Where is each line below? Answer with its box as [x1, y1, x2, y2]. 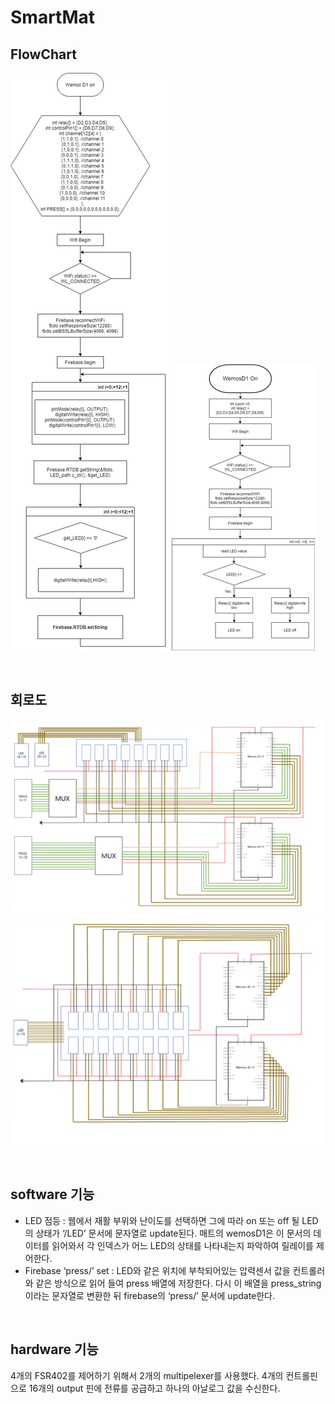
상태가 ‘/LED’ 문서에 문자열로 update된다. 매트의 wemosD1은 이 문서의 [35, 1227, 312, 1239]
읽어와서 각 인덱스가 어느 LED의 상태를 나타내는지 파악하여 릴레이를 [51, 1239, 314, 1251]
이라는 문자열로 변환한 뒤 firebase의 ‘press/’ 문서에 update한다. [24, 1289, 276, 1301]
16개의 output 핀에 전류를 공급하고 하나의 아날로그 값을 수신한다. [28, 1382, 281, 1394]
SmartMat [10, 6, 96, 29]
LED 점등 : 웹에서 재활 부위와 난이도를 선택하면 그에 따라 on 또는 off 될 [24, 1214, 300, 1226]
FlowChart [10, 46, 77, 63]
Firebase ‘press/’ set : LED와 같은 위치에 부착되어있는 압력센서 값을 [24, 1264, 291, 1276]
